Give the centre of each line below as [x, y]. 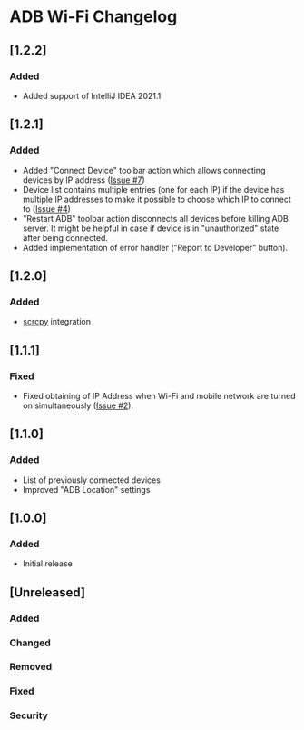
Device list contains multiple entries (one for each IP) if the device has [153, 189]
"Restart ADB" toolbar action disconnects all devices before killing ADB [155, 218]
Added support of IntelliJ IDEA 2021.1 [92, 95]
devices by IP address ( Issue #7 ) [83, 180]
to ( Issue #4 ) [46, 209]
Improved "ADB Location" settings [86, 489]
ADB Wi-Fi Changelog [93, 17]
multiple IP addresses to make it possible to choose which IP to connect [157, 199]
